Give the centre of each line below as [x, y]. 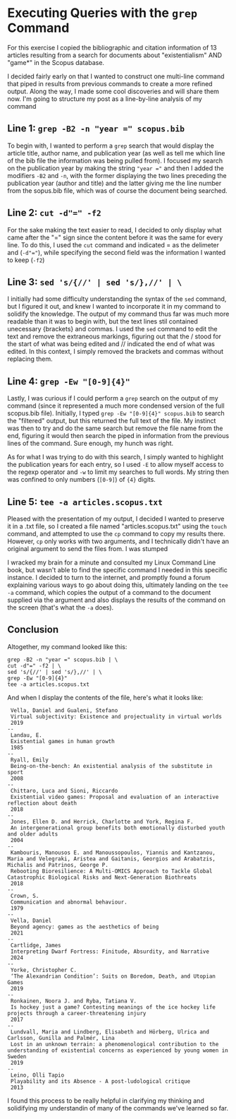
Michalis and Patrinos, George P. [58, 865]
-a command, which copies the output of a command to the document [109, 592]
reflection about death [42, 803]
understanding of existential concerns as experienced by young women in [118, 1050]
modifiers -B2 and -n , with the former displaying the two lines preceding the [117, 175]
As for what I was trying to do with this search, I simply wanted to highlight [116, 457]
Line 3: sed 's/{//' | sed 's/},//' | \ [94, 282]
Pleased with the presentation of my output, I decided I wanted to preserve [116, 519]
